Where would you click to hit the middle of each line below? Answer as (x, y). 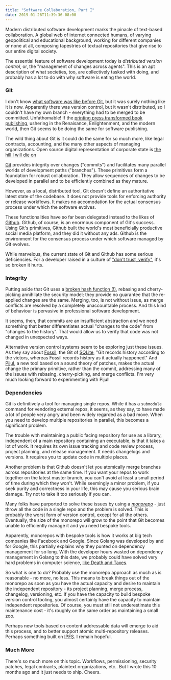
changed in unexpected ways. (37, 337)
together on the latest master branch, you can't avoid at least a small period (85, 478)
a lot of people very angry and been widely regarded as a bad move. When (84, 415)
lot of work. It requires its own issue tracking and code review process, (80, 446)
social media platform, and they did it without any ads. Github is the (76, 233)
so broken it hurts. (25, 265)
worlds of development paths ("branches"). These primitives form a (77, 170)
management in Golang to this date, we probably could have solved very (81, 557)
